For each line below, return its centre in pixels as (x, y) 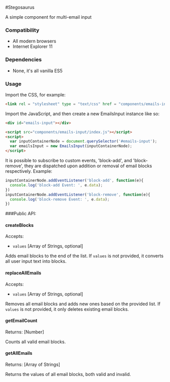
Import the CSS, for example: (35, 94)
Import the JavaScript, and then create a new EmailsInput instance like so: (82, 114)
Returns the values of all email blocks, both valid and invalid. (68, 374)
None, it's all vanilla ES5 (37, 71)
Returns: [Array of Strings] (33, 365)
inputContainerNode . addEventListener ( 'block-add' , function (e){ (74, 181)
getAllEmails (19, 353)
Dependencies (24, 60)
